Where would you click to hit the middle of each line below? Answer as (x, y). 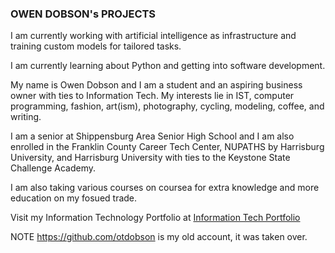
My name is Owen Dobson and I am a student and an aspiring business (156, 85)
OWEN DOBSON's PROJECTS (83, 14)
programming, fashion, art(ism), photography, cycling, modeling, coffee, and (167, 106)
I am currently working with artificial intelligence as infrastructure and (153, 36)
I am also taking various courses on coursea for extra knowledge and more (165, 188)
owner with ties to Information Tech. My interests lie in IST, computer (152, 96)
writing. (26, 117)
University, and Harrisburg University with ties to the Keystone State (150, 158)
